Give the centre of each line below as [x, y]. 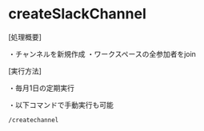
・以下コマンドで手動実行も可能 [61, 105]
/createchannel [34, 120]
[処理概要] [25, 37]
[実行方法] [25, 71]
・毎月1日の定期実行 [41, 88]
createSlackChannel [77, 14]
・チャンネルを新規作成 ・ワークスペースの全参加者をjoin [102, 54]
